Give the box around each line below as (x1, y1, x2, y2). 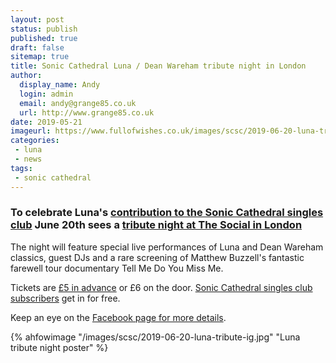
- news (14, 154, 43, 164)
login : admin (19, 89, 74, 99)
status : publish (10, 24, 78, 34)
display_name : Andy (19, 80, 101, 90)
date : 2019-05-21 (10, 117, 83, 127)
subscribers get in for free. (10, 292, 121, 304)
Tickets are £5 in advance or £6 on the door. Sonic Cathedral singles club (10, 281, 313, 293)
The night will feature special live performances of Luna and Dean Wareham (10, 241, 324, 253)
